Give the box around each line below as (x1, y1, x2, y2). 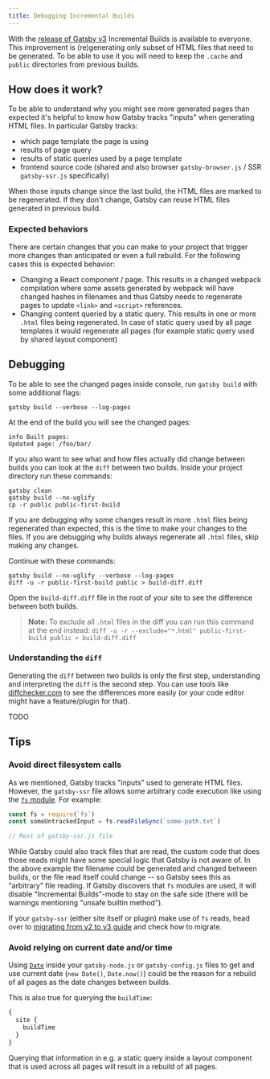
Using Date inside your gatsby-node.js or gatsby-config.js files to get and (8, 960, 255, 970)
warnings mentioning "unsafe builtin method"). (8, 898, 163, 908)
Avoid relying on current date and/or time (8, 942, 173, 954)
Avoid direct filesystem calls (8, 759, 122, 770)
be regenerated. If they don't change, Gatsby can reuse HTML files (8, 195, 231, 205)
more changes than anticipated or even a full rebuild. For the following (8, 250, 241, 260)
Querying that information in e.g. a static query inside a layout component (8, 1052, 252, 1062)
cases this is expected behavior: (8, 259, 116, 269)
